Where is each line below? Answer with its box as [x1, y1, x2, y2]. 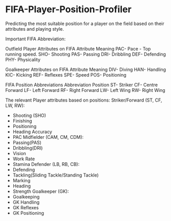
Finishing [12, 117, 32, 124]
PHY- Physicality [5, 56, 41, 62]
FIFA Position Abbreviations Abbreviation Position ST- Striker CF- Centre [5, 82, 158, 88]
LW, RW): [5, 102, 25, 108]
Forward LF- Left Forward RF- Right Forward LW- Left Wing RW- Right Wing [5, 87, 165, 93]
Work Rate [12, 156, 35, 162]
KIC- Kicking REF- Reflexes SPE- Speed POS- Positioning [5, 71, 126, 78]
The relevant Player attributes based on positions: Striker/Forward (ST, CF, [5, 97, 162, 103]
